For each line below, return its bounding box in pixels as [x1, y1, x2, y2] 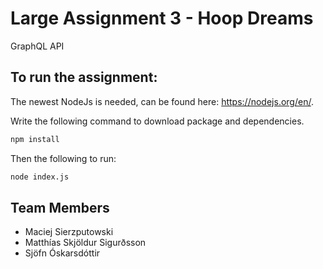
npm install [10, 134, 60, 144]
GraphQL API [10, 40, 65, 52]
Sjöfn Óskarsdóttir [24, 247, 101, 259]
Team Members [10, 199, 110, 216]
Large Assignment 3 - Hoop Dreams [10, 7, 314, 30]
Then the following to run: [10, 152, 117, 164]
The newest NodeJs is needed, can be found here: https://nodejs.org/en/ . [10, 95, 314, 107]
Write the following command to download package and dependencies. [10, 115, 305, 127]
